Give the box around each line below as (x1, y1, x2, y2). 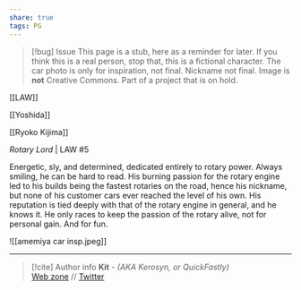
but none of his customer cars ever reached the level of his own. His (9, 190, 262, 200)
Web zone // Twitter (30, 270, 105, 282)
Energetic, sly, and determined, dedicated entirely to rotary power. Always (9, 161, 283, 172)
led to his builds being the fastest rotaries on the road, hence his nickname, (9, 180, 288, 191)
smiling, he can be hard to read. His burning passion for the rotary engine (9, 171, 280, 182)
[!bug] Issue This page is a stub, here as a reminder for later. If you (30, 46, 278, 56)
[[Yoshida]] (9, 109, 51, 120)
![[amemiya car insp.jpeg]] (9, 235, 107, 246)
